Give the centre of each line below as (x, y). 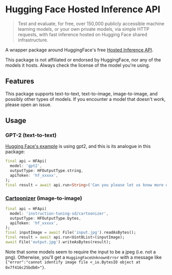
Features (20, 81)
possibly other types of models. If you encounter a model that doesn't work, (85, 99)
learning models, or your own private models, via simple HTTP (83, 29)
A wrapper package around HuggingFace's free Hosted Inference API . (79, 50)
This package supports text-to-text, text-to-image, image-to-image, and (81, 94)
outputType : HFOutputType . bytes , (46, 218)
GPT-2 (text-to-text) (31, 135)
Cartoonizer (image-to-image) (44, 198)
